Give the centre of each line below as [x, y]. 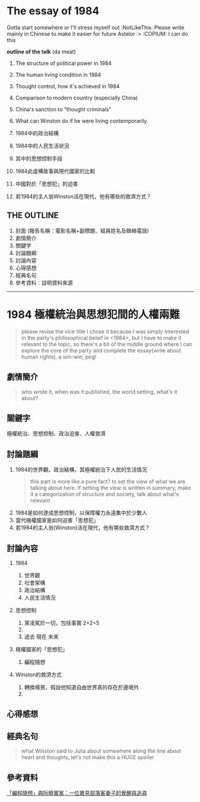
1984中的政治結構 [37, 133]
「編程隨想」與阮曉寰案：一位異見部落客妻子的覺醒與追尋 [77, 792]
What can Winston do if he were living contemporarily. [82, 121]
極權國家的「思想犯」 [41, 649]
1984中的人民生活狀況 [42, 146]
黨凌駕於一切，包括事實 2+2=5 [62, 623]
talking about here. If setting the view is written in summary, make [111, 488]
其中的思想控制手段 [39, 158]
